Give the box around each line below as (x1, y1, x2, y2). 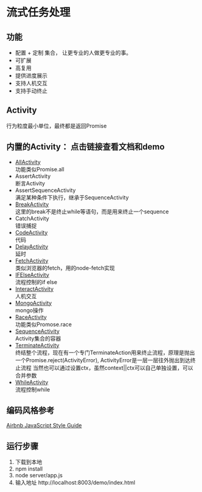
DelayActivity (15, 243, 49, 250)
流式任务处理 (6, 5, 71, 20)
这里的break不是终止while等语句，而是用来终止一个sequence (15, 208, 169, 215)
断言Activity (15, 179, 46, 187)
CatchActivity (15, 215, 50, 222)
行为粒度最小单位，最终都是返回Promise (6, 122, 107, 129)
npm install (15, 465, 43, 472)
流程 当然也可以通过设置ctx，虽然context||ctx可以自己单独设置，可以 (20, 364, 193, 371)
